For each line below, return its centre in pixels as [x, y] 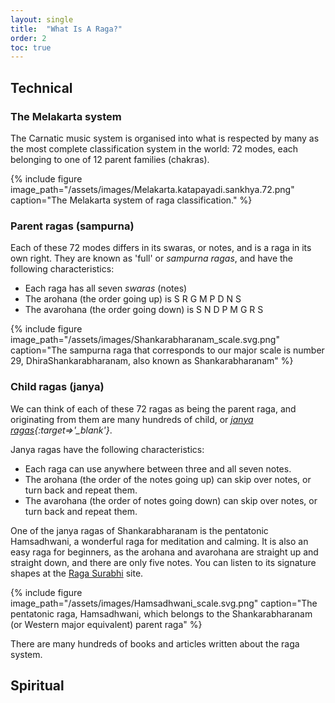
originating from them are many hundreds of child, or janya [132, 419]
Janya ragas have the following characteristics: [107, 449]
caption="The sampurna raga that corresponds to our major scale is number [167, 350]
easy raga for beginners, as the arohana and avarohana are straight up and [164, 552]
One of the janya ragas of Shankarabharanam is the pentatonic [139, 530]
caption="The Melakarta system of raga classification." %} [131, 200]
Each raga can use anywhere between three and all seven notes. [158, 468]
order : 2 [28, 38]
